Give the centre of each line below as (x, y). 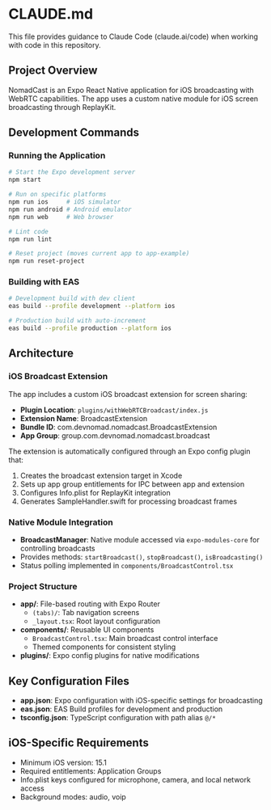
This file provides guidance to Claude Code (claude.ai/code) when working (133, 36)
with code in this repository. (55, 44)
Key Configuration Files (69, 681)
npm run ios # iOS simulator (65, 202)
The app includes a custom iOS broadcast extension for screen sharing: (128, 394)
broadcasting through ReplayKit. (62, 107)
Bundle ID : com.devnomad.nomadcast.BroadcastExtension (119, 427)
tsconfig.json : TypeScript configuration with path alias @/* (118, 718)
